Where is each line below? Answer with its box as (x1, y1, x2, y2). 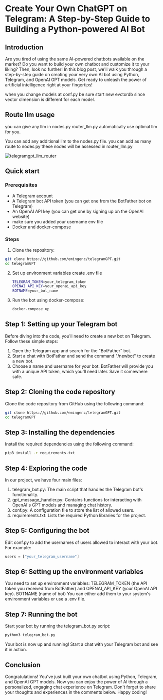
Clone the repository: (12, 247, 55, 253)
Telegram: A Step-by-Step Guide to (5, 13, 150, 24)
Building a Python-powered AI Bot (5, 24, 145, 35)
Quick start (5, 167, 40, 176)
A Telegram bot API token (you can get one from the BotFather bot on (12, 198, 152, 204)
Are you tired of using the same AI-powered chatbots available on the (5, 56, 145, 61)
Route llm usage (5, 111, 55, 119)
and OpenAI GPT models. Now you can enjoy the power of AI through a (5, 679, 148, 684)
